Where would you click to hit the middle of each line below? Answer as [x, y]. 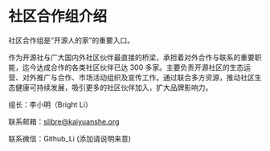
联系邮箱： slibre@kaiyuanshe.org [64, 121]
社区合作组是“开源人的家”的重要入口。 [72, 40]
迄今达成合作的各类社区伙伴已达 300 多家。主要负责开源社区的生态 [133, 67]
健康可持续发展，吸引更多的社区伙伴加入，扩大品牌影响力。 [114, 87]
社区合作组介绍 [58, 16]
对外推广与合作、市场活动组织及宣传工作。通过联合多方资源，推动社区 [138, 77]
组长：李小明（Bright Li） [50, 104]
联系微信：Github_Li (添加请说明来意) [70, 138]
